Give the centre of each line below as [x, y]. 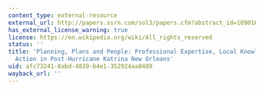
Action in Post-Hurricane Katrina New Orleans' [95, 59]
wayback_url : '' [35, 74]
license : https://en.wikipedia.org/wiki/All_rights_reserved [110, 37]
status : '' [26, 45]
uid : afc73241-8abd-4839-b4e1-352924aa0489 [81, 67]
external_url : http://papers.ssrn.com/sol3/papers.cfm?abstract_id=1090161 [135, 23]
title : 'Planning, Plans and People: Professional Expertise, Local [123, 52]
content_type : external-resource [63, 15]
